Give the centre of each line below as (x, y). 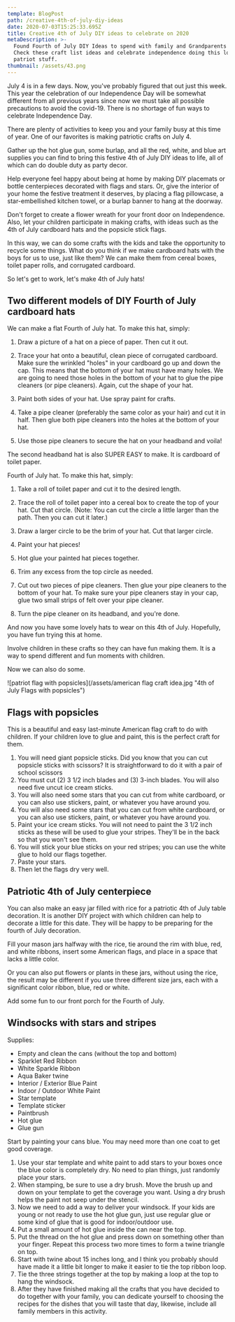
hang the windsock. (46, 1281)
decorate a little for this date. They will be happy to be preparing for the (110, 923)
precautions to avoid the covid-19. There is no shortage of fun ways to (108, 108)
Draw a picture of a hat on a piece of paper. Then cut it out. (103, 342)
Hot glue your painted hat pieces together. (78, 558)
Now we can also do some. (46, 669)
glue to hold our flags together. (62, 854)
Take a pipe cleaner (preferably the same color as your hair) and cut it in (121, 412)
